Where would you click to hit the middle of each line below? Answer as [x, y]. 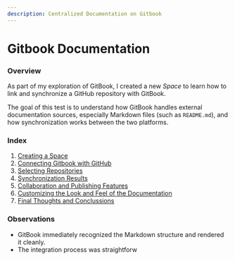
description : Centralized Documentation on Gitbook [84, 14]
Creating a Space [43, 156]
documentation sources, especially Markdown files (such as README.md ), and [118, 115]
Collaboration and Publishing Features [73, 186]
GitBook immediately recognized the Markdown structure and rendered [121, 234]
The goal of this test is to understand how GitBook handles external [105, 107]
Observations [31, 219]
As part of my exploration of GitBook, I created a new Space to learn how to [117, 86]
